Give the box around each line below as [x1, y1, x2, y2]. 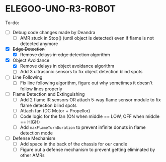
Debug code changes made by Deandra [12, 29, 96, 35]
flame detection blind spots [20, 102, 77, 108]
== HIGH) [20, 119, 40, 125]
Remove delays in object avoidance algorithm [20, 63, 115, 69]
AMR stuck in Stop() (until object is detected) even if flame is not [20, 35, 154, 41]
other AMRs [20, 152, 45, 158]
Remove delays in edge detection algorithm [20, 52, 110, 58]
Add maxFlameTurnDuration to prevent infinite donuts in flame [20, 124, 146, 130]
